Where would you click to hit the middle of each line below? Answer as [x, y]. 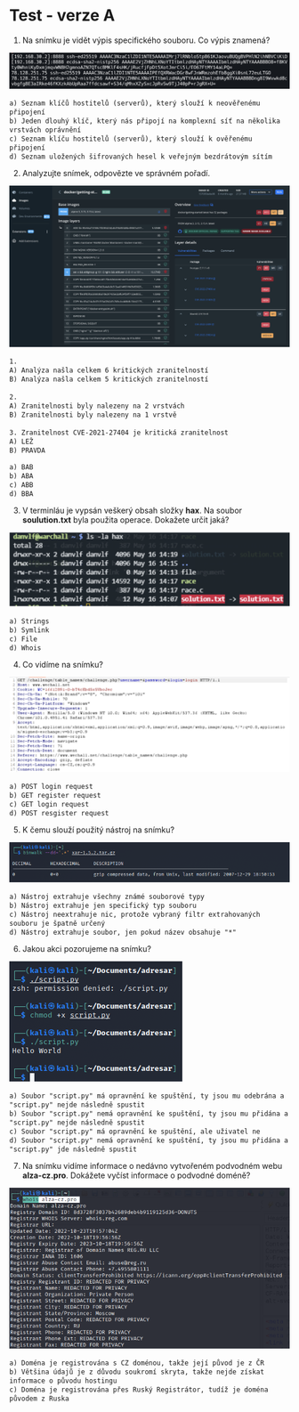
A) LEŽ [21, 442]
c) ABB [21, 485]
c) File [24, 639]
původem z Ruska [39, 1399]
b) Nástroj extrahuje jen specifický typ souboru [103, 905]
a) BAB [21, 467]
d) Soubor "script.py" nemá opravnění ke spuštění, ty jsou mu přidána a [149, 1140]
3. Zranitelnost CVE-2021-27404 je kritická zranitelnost [119, 433]
